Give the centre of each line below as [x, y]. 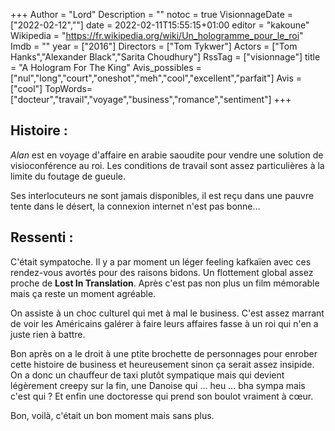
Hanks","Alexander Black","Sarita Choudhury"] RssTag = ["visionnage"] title [165, 57]
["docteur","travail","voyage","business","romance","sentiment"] [141, 99]
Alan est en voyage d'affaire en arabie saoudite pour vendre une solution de [167, 155]
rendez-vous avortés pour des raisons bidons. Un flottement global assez [162, 272]
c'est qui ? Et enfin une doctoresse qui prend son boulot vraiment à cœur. [162, 396]
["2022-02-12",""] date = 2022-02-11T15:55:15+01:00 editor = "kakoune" [160, 25]
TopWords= [68, 88]
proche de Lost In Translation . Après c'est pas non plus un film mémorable [165, 283]
